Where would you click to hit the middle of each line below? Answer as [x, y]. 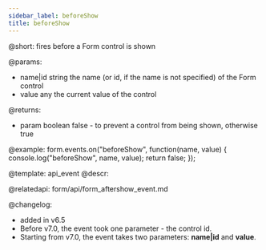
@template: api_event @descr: [59, 173]
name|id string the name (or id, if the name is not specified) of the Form [138, 77]
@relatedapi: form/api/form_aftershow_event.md [88, 188]
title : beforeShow [39, 23]
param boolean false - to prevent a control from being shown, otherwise [139, 125]
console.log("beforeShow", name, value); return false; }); [102, 158]
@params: [25, 62]
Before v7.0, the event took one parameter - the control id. [116, 228]
